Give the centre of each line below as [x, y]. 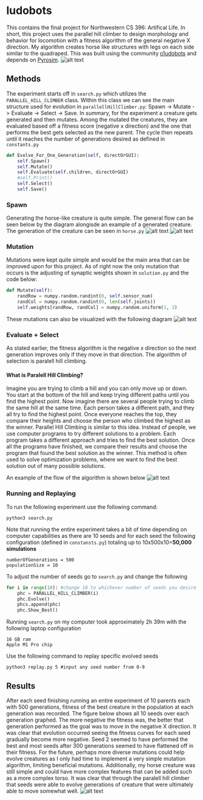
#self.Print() [35, 178]
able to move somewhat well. [43, 791]
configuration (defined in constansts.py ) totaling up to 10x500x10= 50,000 [99, 542]
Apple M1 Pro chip [29, 645]
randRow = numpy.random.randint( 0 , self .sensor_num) [85, 296]
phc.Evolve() [34, 599]
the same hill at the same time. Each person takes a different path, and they [101, 408]
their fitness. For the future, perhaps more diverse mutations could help [95, 752]
